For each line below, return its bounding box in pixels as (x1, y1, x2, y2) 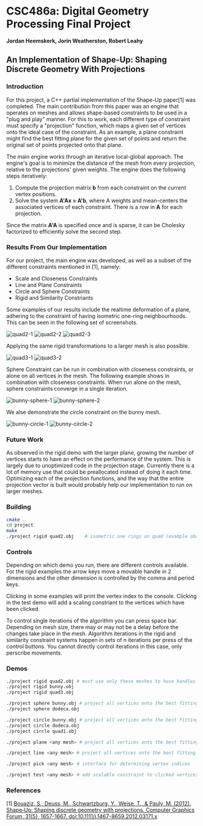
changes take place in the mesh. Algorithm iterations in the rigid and (6, 630, 176, 637)
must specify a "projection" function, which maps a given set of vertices (6, 122, 186, 129)
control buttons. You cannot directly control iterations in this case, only (6, 643, 182, 650)
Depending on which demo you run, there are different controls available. (6, 561, 188, 569)
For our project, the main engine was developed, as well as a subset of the (6, 256, 192, 264)
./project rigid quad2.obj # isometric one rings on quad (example (6, 534, 188, 540)
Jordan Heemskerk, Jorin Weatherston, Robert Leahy (6, 37, 143, 44)
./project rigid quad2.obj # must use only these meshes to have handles (6, 678, 196, 684)
